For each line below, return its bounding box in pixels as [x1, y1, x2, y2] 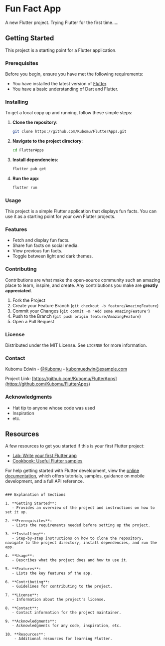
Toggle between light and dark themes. [12, 253, 93, 259]
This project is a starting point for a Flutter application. [5, 47, 117, 53]
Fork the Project [12, 297, 46, 303]
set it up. [5, 510, 28, 515]
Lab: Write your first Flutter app [12, 452, 77, 459]
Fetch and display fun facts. [12, 237, 70, 243]
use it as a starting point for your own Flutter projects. [5, 214, 116, 219]
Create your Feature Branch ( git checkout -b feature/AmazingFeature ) [12, 302, 159, 308]
